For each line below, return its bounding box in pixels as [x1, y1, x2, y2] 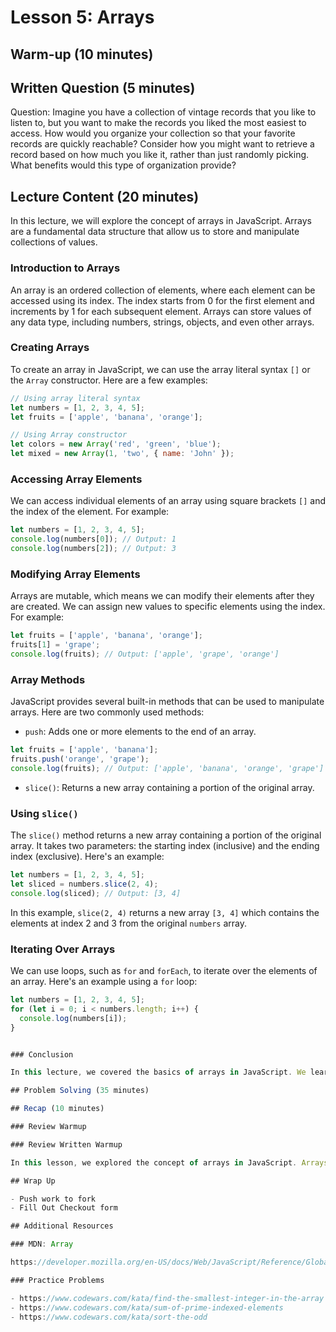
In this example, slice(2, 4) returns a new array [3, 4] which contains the [10, 906, 320, 918]
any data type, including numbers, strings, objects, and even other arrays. [10, 316, 315, 328]
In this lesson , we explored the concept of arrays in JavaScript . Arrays [10, 1157, 329, 1168]
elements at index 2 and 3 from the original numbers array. [10, 917, 247, 929]
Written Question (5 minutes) [10, 79, 196, 96]
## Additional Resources [10, 1221, 114, 1231]
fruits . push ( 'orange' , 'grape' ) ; [10, 754, 150, 765]
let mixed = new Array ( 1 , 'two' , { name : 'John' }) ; [10, 449, 235, 459]
